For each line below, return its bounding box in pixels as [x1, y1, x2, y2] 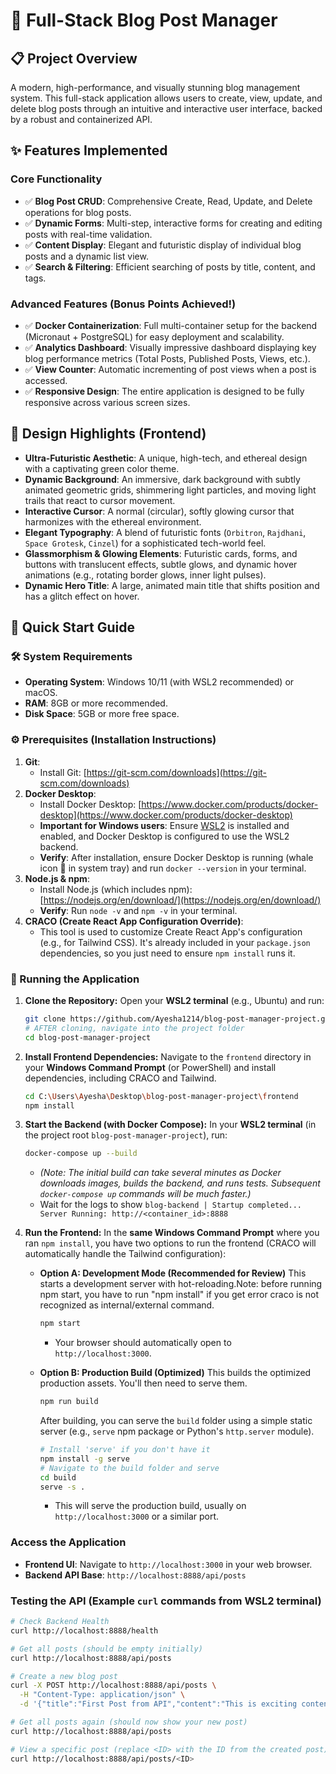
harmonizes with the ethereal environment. [24, 515, 202, 528]
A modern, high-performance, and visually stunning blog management [10, 82, 301, 93]
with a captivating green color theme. [24, 462, 180, 474]
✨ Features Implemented [10, 142, 168, 159]
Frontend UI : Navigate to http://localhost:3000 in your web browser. [24, 1558, 313, 1570]
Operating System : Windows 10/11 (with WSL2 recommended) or [24, 676, 295, 688]
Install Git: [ [39, 766, 87, 778]
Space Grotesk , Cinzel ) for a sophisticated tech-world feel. [24, 537, 267, 549]
